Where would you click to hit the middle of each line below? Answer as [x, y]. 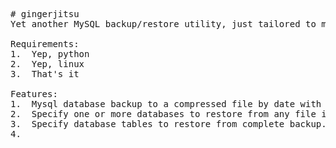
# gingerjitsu [45, 14]
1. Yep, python [50, 54]
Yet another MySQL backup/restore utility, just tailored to [163, 24]
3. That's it [45, 74]
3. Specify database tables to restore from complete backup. [168, 124]
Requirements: [45, 44]
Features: [34, 94]
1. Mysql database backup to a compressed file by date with [166, 104]
